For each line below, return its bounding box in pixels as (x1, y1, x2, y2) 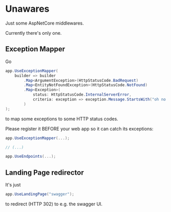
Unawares (5, 3, 50, 15)
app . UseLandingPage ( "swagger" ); (5, 192, 74, 197)
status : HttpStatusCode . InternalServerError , (32, 92, 132, 97)
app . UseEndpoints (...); (5, 154, 56, 159)
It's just (5, 182, 21, 188)
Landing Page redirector (5, 168, 84, 177)
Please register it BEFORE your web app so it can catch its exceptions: (5, 125, 154, 132)
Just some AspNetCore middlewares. (5, 20, 84, 26)
